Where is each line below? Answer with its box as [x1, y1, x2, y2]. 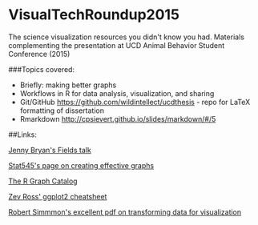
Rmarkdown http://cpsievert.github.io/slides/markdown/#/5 [19, 114, 216, 123]
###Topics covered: [8, 64, 75, 74]
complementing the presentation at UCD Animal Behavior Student [8, 40, 225, 50]
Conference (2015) [8, 49, 71, 58]
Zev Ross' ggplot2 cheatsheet [8, 191, 107, 201]
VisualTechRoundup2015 [8, 6, 180, 24]
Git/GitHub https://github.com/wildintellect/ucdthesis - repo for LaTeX [19, 97, 251, 106]
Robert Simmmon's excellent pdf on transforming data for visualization [8, 207, 242, 217]
